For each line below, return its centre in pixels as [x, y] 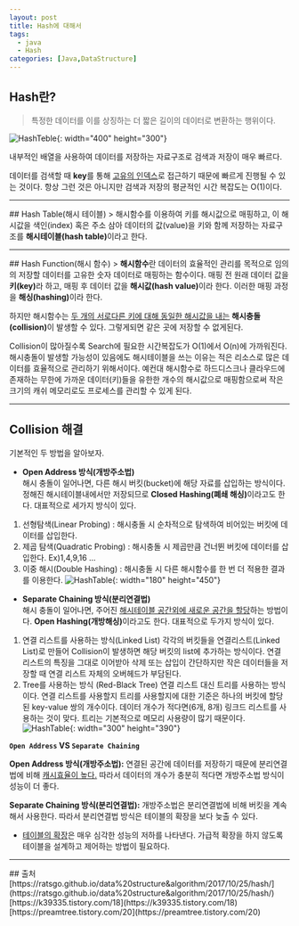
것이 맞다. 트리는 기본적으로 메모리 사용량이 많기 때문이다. [146, 717]
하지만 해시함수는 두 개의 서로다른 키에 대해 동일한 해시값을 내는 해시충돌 [135, 315]
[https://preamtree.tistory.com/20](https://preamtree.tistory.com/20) [135, 912]
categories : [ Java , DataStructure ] [73, 59]
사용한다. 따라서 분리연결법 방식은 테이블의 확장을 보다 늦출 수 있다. [141, 815]
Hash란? [32, 98]
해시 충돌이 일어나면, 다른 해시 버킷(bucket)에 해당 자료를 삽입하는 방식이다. [154, 483]
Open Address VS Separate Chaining [74, 745]
